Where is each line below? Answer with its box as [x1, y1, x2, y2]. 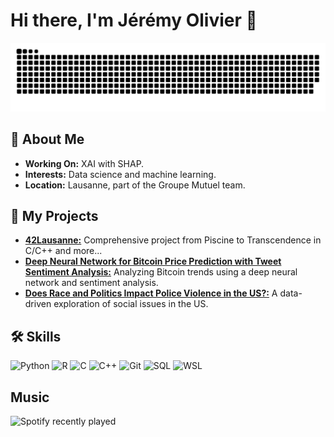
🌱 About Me [10, 131, 85, 148]
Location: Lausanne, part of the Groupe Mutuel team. [24, 179, 246, 191]
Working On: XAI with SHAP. [24, 157, 145, 169]
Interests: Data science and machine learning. [24, 168, 217, 180]
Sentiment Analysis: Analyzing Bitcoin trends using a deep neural [24, 266, 298, 278]
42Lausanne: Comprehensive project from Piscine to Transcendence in [24, 234, 322, 246]
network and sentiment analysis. [24, 277, 159, 289]
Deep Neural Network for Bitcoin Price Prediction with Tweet [24, 255, 282, 268]
